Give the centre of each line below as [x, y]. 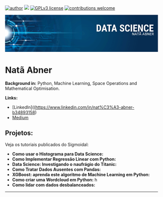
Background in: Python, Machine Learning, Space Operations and [71, 83]
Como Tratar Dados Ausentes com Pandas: [56, 169]
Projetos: [19, 133]
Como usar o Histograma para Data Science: [57, 154]
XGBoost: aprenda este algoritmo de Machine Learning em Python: [81, 175]
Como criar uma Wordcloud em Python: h [55, 180]
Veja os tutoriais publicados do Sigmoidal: [47, 145]
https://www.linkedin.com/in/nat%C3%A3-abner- [85, 107]
